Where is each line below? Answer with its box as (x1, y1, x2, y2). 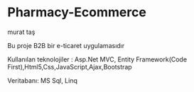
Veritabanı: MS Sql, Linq (7, 76, 78, 85)
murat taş (7, 28, 36, 36)
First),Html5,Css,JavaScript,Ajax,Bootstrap (7, 62, 133, 71)
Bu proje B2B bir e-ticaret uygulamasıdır (7, 41, 125, 50)
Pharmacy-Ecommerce (7, 4, 147, 21)
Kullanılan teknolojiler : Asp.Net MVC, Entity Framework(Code (7, 54, 187, 64)
